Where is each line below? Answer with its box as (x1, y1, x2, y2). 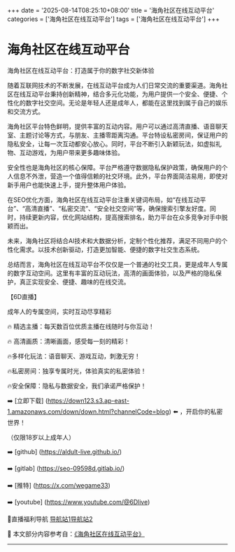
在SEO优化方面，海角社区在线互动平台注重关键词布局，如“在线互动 (7, 195, 201, 204)
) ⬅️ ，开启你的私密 (169, 407, 223, 416)
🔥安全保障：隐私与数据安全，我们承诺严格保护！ (7, 382, 147, 390)
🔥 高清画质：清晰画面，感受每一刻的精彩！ (7, 337, 131, 345)
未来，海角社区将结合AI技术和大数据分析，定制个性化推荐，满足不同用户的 (7, 236, 222, 245)
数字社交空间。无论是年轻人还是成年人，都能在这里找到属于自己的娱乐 (25, 99, 228, 107)
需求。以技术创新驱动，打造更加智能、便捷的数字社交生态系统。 (19, 245, 204, 254)
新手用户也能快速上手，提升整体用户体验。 (7, 180, 130, 189)
